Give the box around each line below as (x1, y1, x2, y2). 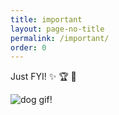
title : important (10, 14, 83, 25)
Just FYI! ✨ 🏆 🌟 (10, 71, 77, 83)
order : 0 (10, 42, 47, 53)
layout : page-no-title (10, 24, 105, 34)
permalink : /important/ (10, 33, 110, 43)
